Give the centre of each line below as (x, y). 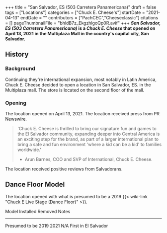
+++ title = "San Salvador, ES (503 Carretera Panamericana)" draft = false (81, 7)
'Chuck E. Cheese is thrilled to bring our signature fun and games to (87, 128)
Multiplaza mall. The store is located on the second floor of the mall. (75, 90)
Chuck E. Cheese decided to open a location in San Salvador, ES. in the (78, 84)
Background (20, 69)
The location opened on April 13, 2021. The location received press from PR (83, 113)
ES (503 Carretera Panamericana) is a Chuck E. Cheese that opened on (80, 28)
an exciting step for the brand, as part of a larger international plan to (88, 139)
